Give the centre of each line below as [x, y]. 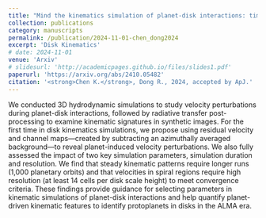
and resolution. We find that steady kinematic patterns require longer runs [129, 163]
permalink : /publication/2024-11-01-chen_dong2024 [93, 38]
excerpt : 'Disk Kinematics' [55, 45]
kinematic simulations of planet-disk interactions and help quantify [117, 197]
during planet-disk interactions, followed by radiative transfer [108, 113]
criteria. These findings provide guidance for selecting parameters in [120, 189]
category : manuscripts [46, 30]
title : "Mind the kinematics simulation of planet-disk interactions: [127, 15]
